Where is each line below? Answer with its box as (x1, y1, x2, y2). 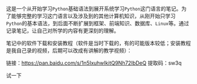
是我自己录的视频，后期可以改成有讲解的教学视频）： (6, 47, 132, 54)
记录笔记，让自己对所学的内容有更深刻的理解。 (6, 27, 119, 34)
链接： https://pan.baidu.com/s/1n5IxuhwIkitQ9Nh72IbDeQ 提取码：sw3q (6, 59, 182, 66)
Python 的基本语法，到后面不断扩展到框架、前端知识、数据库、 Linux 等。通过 (6, 20, 189, 26)
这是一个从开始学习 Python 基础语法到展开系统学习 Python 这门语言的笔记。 (6, 5, 182, 12)
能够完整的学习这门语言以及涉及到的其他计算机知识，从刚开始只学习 (11, 12, 176, 19)
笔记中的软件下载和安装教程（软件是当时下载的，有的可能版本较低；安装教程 (6, 40, 191, 46)
